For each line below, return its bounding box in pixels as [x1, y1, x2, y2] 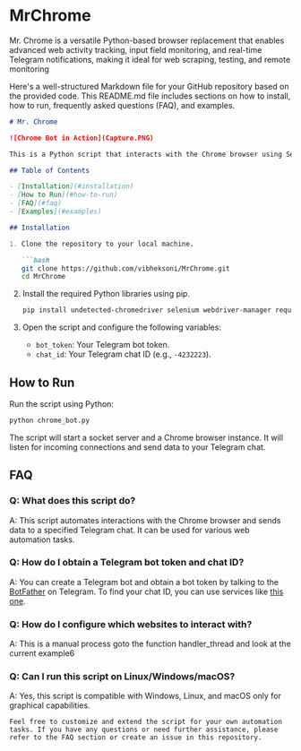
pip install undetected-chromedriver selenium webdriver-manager [21, 306, 271, 315]
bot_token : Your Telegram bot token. [35, 340, 170, 350]
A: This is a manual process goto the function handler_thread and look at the [9, 638, 291, 650]
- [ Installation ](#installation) [9, 182, 134, 191]
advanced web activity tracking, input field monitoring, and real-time [9, 44, 262, 55]
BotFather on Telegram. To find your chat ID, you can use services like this [9, 586, 284, 597]
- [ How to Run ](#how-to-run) [9, 190, 118, 200]
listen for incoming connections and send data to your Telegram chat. [9, 441, 266, 453]
